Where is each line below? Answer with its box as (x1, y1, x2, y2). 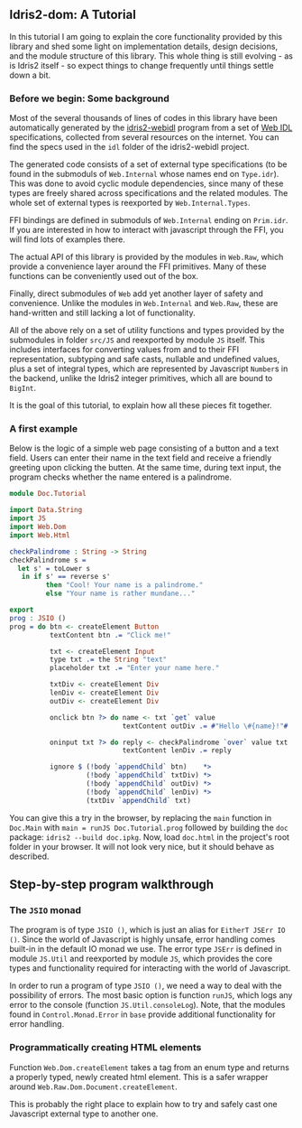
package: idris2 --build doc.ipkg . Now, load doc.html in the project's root (9, 831, 290, 843)
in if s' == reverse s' (21, 573, 111, 582)
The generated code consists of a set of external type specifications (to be (9, 159, 288, 170)
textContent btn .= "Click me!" (49, 630, 171, 639)
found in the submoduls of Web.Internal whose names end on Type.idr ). (9, 169, 279, 180)
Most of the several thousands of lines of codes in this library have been (9, 113, 278, 124)
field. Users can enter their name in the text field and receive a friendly (9, 452, 272, 463)
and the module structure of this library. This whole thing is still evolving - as (9, 50, 293, 61)
